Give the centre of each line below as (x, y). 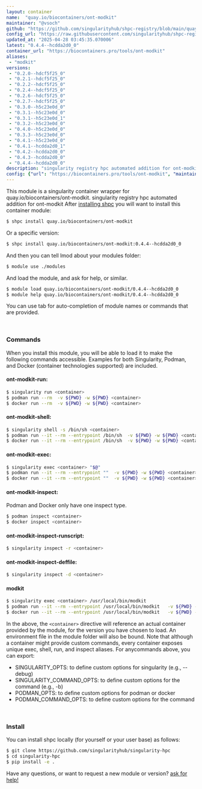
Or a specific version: (33, 233)
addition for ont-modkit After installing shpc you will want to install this (93, 204)
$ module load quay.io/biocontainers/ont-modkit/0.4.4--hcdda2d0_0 (93, 289)
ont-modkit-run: (27, 379)
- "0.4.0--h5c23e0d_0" (37, 129)
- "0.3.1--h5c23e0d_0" (37, 113)
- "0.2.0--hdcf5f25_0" (37, 73)
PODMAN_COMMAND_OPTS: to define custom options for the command (105, 699)
